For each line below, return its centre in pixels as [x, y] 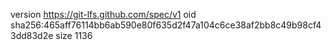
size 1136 [74, 35]
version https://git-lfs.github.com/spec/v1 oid [103, 14]
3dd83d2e [32, 35]
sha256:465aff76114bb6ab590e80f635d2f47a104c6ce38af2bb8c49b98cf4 [166, 25]
